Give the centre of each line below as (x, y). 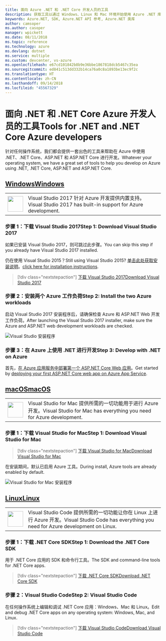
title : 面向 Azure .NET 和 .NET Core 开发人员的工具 (57, 10)
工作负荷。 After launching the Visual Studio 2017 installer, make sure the (79, 320)
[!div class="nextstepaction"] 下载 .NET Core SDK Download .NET (84, 576)
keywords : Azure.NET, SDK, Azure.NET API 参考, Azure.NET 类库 (70, 19)
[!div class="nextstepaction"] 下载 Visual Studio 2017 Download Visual (88, 277)
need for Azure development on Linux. (72, 526)
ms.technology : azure (27, 46)
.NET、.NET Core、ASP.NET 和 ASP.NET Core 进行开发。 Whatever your (79, 158)
